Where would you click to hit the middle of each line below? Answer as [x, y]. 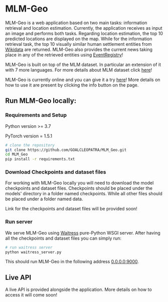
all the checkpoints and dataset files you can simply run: [63, 238]
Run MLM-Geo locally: [41, 101]
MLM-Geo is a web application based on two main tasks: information [76, 23]
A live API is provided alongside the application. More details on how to [78, 289]
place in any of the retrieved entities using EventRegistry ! [64, 55]
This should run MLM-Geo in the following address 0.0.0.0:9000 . [72, 262]
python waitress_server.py [33, 252]
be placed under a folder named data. [44, 199]
